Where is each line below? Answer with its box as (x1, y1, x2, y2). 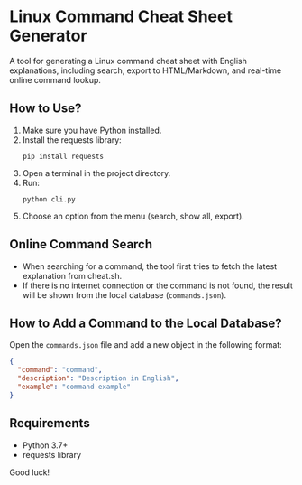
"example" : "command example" (17, 382, 131, 391)
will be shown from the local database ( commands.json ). (22, 289, 227, 300)
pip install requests (22, 152, 104, 161)
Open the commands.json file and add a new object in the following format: (9, 340, 282, 350)
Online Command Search (9, 237, 153, 252)
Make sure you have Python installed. (22, 125, 162, 135)
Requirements (9, 415, 90, 431)
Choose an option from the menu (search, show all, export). (22, 210, 245, 221)
